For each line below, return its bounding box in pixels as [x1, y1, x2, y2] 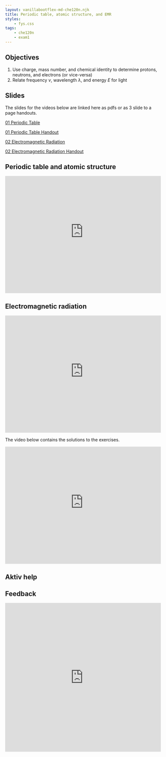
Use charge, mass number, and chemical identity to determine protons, [12, 66, 157, 72]
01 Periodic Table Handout [5, 129, 59, 135]
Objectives [5, 53, 40, 62]
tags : [5, 26, 16, 31]
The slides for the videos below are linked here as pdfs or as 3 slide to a [5, 105, 152, 111]
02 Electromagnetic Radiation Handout [5, 148, 84, 154]
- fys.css [14, 21, 35, 26]
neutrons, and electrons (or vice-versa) [12, 71, 92, 77]
